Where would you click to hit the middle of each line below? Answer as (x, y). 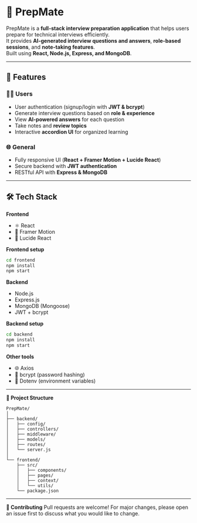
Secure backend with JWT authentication (66, 166)
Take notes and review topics (50, 125)
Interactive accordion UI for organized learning (71, 132)
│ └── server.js (28, 450)
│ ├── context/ (38, 480)
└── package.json (38, 491)
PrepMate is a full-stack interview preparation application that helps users (98, 28)
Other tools (20, 356)
